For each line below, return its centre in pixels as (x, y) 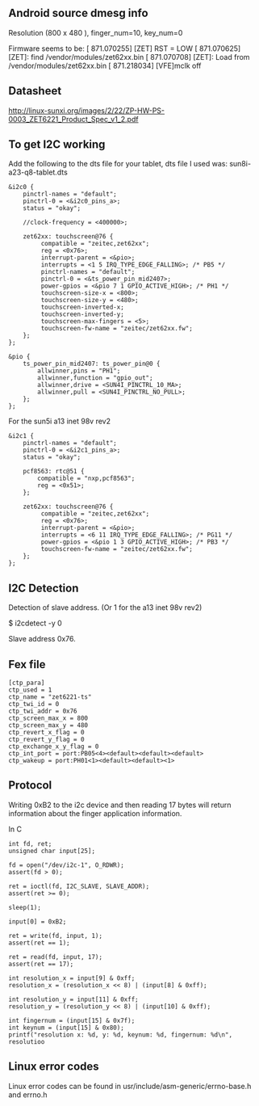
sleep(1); (25, 907)
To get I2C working (57, 145)
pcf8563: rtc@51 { (54, 472)
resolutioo (27, 1041)
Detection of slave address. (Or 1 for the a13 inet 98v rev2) (105, 608)
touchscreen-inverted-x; (83, 307)
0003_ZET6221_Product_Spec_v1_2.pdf (73, 119)
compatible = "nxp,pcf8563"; (86, 479)
